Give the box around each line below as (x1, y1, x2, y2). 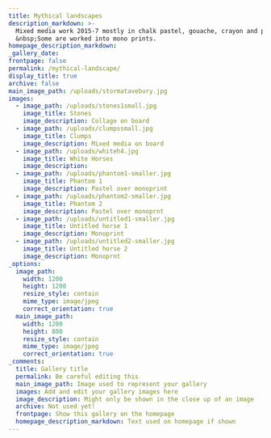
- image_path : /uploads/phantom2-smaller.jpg (15, 192, 172, 200)
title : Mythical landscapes (8, 11, 103, 20)
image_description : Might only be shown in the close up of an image (15, 395, 254, 403)
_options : (8, 259, 42, 267)
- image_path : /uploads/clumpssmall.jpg (15, 124, 153, 133)
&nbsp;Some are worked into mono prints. (15, 34, 157, 43)
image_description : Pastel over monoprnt (23, 207, 164, 215)
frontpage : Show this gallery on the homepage (15, 410, 175, 419)
